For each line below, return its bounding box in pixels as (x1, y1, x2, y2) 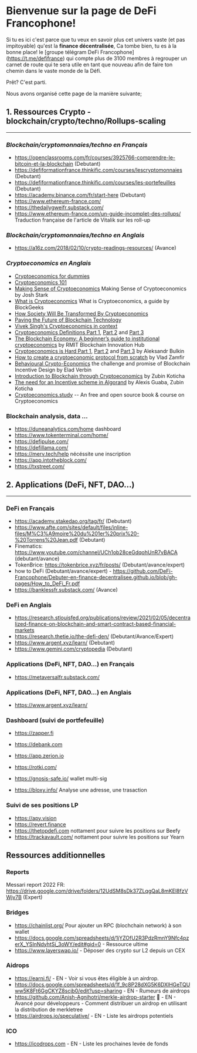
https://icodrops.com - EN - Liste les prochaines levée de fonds (14, 1040, 168, 1047)
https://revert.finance (14, 821, 66, 828)
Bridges (6, 908, 29, 917)
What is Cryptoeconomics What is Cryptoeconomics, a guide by (14, 297, 170, 304)
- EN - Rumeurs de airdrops (123, 987, 191, 994)
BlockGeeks (14, 304, 44, 311)
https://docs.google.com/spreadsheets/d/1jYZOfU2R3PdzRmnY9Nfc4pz (14, 934, 189, 941)
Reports (6, 868, 29, 876)
